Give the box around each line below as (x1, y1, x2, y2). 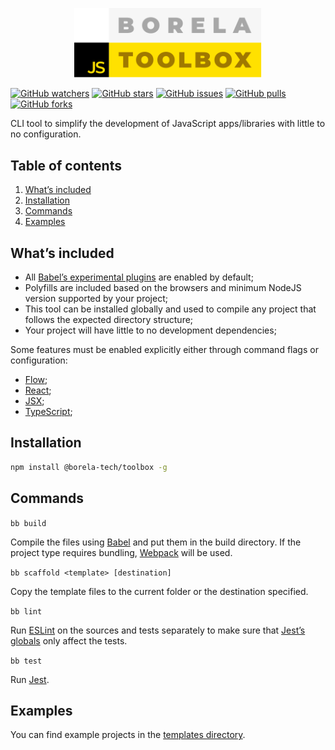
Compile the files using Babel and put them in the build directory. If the (10, 536, 302, 548)
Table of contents (10, 157, 122, 174)
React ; (24, 384, 52, 397)
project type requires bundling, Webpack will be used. (10, 546, 233, 558)
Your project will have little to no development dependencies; (24, 324, 277, 337)
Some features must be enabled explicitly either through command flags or (10, 344, 319, 356)
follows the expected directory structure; (24, 314, 194, 326)
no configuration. (10, 128, 82, 140)
